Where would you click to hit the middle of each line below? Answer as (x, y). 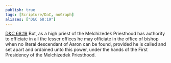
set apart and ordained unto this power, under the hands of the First (77, 50)
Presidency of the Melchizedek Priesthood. (51, 55)
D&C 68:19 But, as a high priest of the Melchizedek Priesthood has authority (85, 34)
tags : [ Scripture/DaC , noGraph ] (40, 15)
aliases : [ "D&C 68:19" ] (31, 19)
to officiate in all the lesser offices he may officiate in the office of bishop (82, 39)
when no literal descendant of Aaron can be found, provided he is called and (86, 44)
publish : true (20, 10)
